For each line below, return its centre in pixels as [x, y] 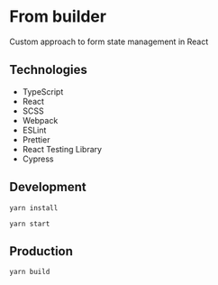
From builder [58, 17]
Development [48, 187]
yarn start [30, 224]
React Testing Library [62, 149]
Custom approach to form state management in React [109, 41]
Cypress [38, 159]
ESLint [34, 130]
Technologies [49, 70]
